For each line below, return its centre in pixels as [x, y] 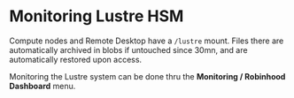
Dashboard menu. [43, 86]
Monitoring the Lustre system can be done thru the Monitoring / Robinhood [147, 76]
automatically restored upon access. [76, 59]
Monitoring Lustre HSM [97, 16]
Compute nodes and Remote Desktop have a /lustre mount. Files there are [147, 41]
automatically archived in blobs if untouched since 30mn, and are [128, 49]
